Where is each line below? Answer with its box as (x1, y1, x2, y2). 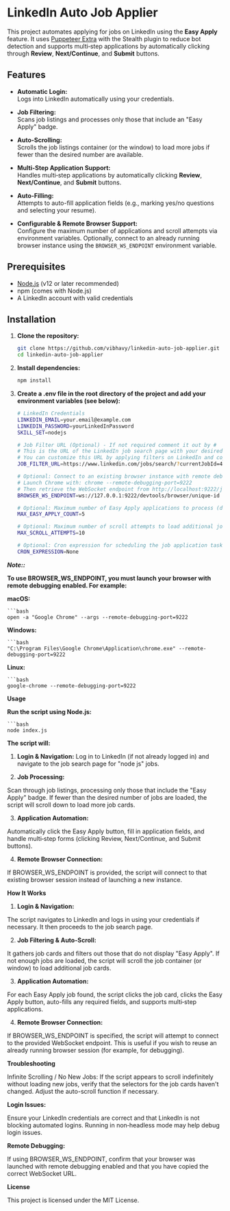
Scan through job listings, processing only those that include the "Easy (7, 786, 207, 794)
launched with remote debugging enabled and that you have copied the (7, 1162, 209, 1170)
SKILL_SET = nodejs (16, 429, 67, 436)
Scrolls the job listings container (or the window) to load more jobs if (16, 143, 210, 151)
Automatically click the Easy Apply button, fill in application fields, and (7, 827, 205, 835)
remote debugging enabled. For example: (7, 581, 127, 589)
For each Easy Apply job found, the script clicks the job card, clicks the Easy (7, 990, 222, 999)
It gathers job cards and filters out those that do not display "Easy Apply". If (7, 949, 220, 957)
